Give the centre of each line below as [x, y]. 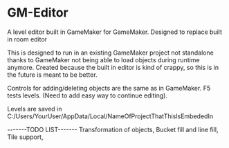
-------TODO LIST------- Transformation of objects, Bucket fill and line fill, [113, 129]
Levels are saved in [35, 109]
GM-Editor [38, 13]
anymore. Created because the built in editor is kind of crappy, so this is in [113, 67]
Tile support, [25, 137]
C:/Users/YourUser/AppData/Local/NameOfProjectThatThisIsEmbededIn [110, 116]
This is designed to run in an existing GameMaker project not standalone [111, 53]
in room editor [27, 39]
